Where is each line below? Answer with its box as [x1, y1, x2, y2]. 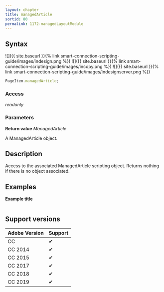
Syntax [5, 39, 28, 48]
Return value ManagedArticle [5, 125, 67, 131]
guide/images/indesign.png [5, 58, 62, 64]
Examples [5, 183, 36, 191]
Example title [5, 196, 33, 202]
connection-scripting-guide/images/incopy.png [5, 63, 103, 70]
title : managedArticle [5, 12, 52, 17]
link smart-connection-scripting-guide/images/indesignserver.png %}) [5, 69, 151, 75]
